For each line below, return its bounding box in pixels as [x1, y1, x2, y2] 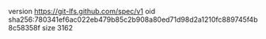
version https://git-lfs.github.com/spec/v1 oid [8, 7, 156, 16]
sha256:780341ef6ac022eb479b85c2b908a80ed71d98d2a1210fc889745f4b [8, 15, 258, 24]
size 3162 [42, 23, 74, 32]
